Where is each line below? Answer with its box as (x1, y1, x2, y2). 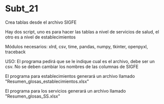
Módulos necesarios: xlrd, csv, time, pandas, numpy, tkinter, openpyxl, (5, 43, 148, 49)
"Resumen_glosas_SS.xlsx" (5, 93, 61, 99)
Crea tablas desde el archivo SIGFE (5, 19, 77, 25)
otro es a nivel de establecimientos (5, 34, 76, 40)
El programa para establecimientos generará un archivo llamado (5, 73, 135, 79)
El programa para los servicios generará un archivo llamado (5, 88, 126, 94)
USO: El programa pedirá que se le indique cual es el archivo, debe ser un (5, 58, 155, 64)
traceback (5, 49, 26, 55)
